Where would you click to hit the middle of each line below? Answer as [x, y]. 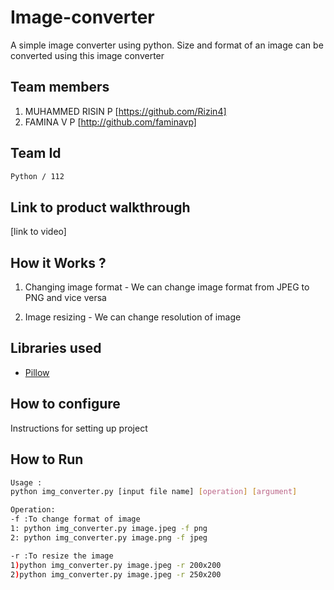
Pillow [37, 372]
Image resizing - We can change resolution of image [133, 317]
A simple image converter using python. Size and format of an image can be [167, 45]
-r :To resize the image [62, 556]
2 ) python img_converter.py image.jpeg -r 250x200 [116, 574]
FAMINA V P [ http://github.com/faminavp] [110, 122]
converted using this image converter [87, 55]
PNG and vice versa [65, 298]
